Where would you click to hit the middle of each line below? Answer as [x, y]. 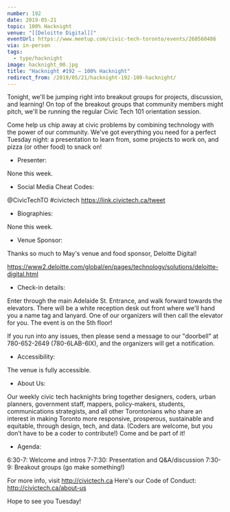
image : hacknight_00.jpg [43, 65]
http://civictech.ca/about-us [47, 488]
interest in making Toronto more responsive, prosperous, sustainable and [111, 419]
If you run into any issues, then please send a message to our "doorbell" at [113, 336]
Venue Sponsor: [40, 240]
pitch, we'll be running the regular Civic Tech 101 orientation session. [104, 111]
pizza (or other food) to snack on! [55, 147]
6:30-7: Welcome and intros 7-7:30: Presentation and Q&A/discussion [106, 460]
